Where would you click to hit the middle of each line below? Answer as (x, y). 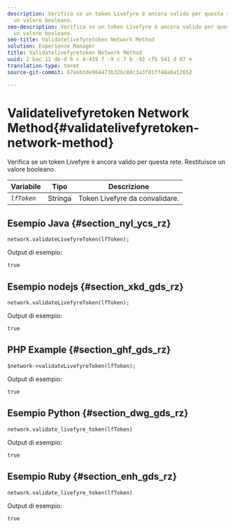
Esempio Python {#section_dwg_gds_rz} (98, 413)
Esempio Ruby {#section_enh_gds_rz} (92, 477)
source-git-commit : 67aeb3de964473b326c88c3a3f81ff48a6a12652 (100, 72)
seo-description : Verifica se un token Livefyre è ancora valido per (111, 27)
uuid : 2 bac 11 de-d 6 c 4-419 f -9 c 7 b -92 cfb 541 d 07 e (100, 59)
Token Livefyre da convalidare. (129, 199)
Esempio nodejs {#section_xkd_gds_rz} (95, 286)
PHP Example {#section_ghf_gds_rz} (89, 350)
